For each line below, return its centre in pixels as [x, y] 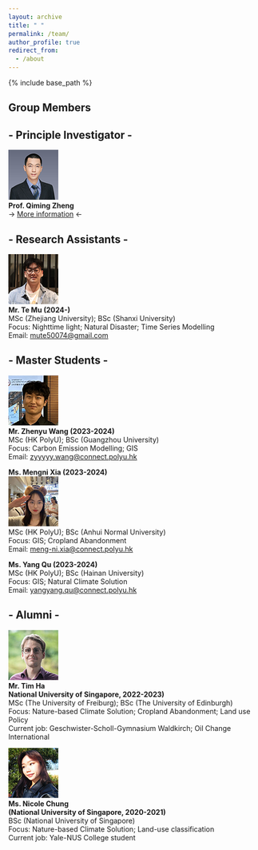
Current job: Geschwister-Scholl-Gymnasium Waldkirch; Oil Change [120, 728]
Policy [18, 720]
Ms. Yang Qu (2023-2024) [53, 564]
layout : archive [35, 17]
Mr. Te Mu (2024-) [39, 310]
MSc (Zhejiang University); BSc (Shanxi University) [92, 319]
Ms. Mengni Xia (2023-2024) [58, 472]
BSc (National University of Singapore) [72, 820]
